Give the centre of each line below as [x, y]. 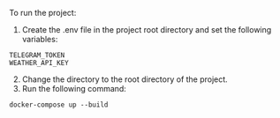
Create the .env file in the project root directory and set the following [147, 29]
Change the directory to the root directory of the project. [125, 79]
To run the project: [43, 13]
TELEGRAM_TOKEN [37, 55]
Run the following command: [74, 88]
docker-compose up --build [59, 105]
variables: [40, 39]
